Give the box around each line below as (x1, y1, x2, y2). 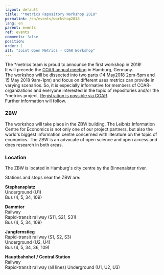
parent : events (5, 25, 36, 30)
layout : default (5, 7, 38, 12)
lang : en (5, 21, 23, 26)
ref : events (5, 30, 29, 35)
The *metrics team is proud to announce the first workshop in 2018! (5, 62, 142, 67)
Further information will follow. (5, 98, 66, 104)
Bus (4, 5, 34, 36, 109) (5, 245, 50, 251)
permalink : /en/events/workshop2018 (5, 16, 80, 21)
